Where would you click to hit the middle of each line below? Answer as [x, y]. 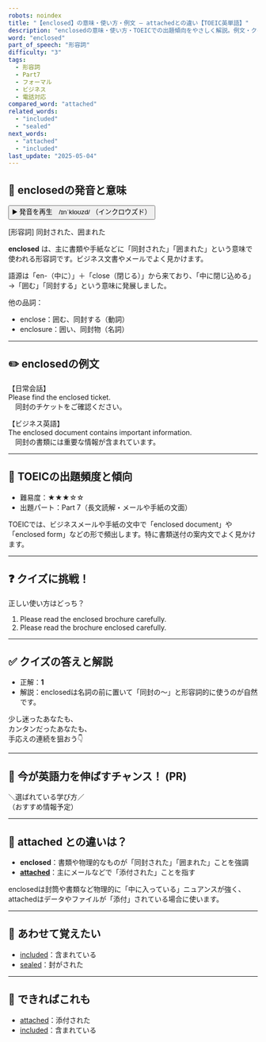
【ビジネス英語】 [36, 423]
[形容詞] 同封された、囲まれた [57, 232]
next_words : [28, 133]
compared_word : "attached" [53, 104]
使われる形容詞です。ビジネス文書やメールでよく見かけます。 [108, 259]
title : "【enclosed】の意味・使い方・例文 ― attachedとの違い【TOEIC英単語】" [129, 23]
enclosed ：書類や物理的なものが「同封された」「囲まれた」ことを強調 [134, 862]
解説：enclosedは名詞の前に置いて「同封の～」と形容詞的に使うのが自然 [139, 693]
